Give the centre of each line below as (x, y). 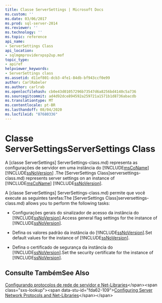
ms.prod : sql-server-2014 (31, 23)
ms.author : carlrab (25, 87)
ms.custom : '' (20, 14)
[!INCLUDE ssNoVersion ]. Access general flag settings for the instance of (85, 218)
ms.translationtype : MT (29, 101)
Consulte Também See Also (47, 273)
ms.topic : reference (26, 37)
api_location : (20, 50)
